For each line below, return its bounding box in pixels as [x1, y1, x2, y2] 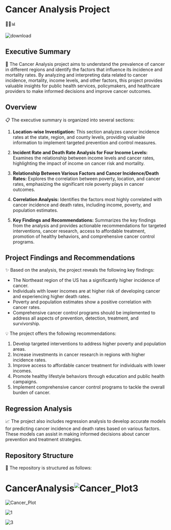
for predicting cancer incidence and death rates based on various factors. [5, 425, 161, 432]
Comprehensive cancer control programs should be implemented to [12, 310, 156, 316]
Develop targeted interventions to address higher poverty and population [12, 341, 166, 347]
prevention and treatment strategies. [5, 437, 82, 443]
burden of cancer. [12, 390, 51, 396]
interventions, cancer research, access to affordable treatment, [12, 228, 146, 234]
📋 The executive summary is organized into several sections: [5, 116, 135, 123]
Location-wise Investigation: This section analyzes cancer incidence [12, 129, 160, 135]
